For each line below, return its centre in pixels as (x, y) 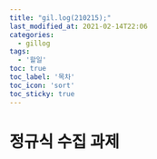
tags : (20, 52)
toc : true (28, 69)
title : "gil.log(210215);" (60, 18)
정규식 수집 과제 (64, 141)
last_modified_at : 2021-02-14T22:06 (78, 26)
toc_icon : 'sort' (42, 85)
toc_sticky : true (42, 94)
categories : (32, 35)
